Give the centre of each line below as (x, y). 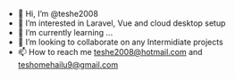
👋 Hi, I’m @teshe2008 (58, 14)
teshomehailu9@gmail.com (68, 65)
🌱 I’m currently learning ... (65, 32)
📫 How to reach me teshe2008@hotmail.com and (110, 52)
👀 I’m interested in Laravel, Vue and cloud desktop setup (122, 23)
